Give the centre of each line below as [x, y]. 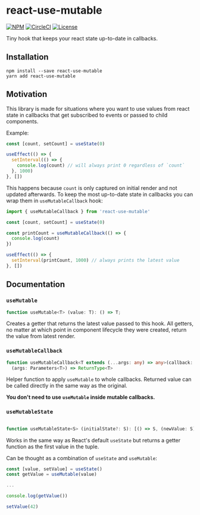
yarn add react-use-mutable [41, 76]
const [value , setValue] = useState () [54, 469]
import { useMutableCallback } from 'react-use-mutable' [78, 211]
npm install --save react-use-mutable [54, 71]
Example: [18, 133]
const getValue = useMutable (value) [51, 475]
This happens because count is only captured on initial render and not [92, 188]
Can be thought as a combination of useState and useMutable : [82, 458]
